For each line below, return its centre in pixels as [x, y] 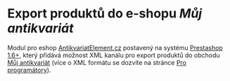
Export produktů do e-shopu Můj [105, 14]
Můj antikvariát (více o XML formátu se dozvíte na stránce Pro [97, 62]
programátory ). [29, 70]
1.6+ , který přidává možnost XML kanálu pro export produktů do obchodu [114, 55]
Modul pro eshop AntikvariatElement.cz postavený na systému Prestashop [115, 47]
